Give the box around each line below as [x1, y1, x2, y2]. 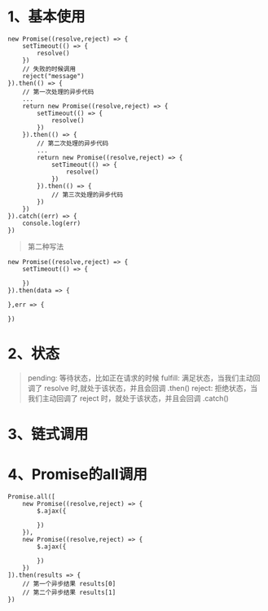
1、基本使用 [7, 7, 86, 26]
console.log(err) [22, 219, 81, 227]
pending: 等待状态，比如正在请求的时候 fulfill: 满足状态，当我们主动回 [27, 372, 261, 383]
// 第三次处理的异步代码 [51, 191, 124, 199]
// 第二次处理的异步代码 [37, 139, 109, 147]
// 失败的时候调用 [22, 64, 77, 73]
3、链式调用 [7, 425, 89, 444]
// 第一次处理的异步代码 [22, 87, 94, 96]
